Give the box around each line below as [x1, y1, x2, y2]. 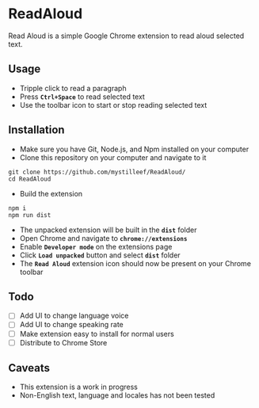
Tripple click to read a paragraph [19, 83, 127, 93]
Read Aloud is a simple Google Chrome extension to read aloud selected [8, 31, 245, 40]
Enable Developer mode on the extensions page [19, 242, 173, 251]
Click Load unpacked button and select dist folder [19, 250, 181, 260]
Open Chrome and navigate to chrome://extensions [19, 233, 188, 242]
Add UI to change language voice [19, 311, 129, 321]
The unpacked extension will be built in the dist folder [19, 225, 197, 235]
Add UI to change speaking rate [19, 320, 124, 330]
